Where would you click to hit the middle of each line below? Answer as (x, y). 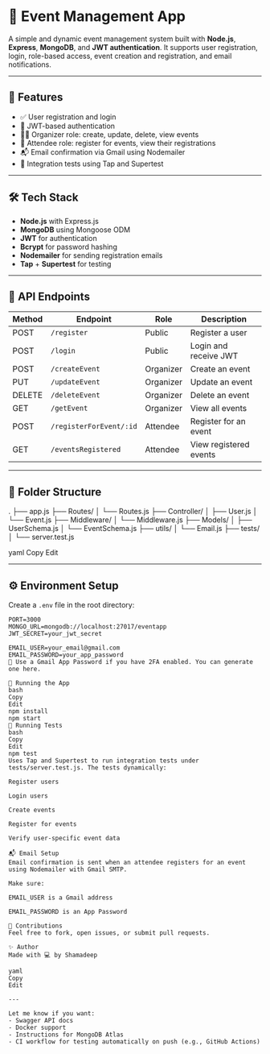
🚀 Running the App (39, 683)
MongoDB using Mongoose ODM (75, 230)
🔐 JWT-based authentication (67, 126)
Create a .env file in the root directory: (72, 605)
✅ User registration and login (68, 117)
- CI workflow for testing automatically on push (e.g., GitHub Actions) (135, 1042)
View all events (219, 409)
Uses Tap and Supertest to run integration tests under (104, 761)
